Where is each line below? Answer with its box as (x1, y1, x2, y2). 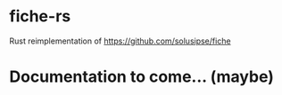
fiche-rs (9, 6, 71, 27)
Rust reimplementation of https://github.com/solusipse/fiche (9, 36, 231, 46)
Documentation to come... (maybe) (9, 67, 275, 87)
